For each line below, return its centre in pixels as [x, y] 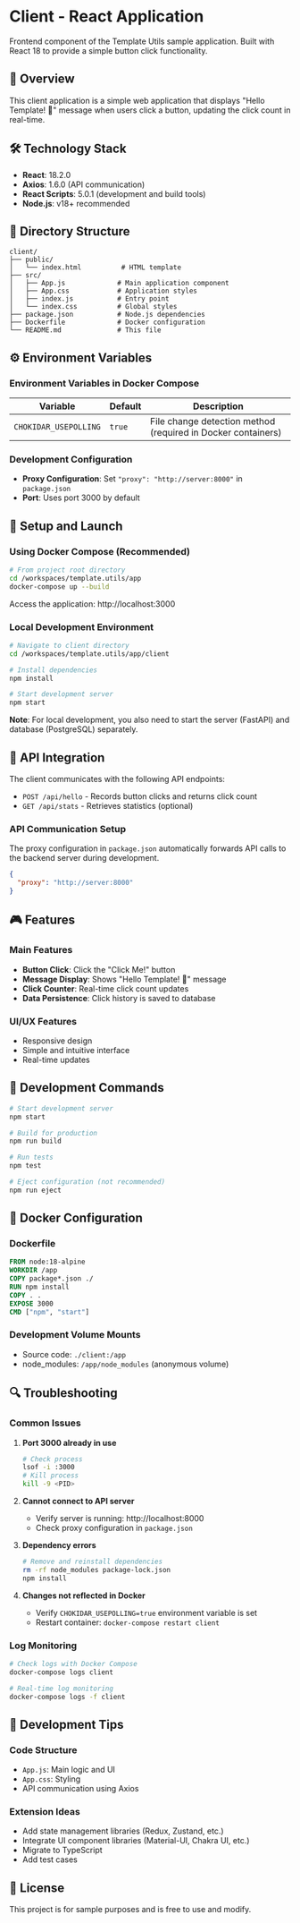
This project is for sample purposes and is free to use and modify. [130, 1910]
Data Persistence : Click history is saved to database [119, 998]
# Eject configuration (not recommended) [87, 1182]
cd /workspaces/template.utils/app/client [89, 654]
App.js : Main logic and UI [69, 1770]
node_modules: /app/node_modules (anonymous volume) [125, 1364]
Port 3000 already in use [69, 1442]
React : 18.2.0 [46, 174]
